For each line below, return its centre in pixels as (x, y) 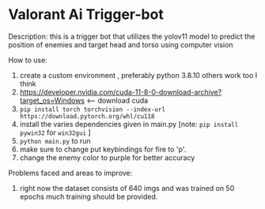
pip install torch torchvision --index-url (93, 109)
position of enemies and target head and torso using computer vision (121, 44)
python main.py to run (55, 140)
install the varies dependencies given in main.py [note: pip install (129, 124)
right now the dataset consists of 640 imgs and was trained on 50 (127, 188)
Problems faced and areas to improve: (70, 173)
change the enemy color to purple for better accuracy (107, 157)
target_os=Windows (52, 100)
